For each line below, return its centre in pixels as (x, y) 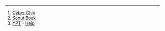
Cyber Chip (24, 13)
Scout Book (24, 18)
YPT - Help (24, 23)
